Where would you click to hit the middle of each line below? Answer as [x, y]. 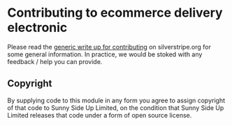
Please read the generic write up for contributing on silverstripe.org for [109, 47]
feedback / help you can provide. [55, 61]
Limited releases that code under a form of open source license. [100, 115]
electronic [37, 27]
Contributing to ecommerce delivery [115, 13]
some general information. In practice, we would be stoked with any [105, 54]
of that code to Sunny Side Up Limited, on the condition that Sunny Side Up [116, 108]
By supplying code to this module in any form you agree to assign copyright [116, 100]
